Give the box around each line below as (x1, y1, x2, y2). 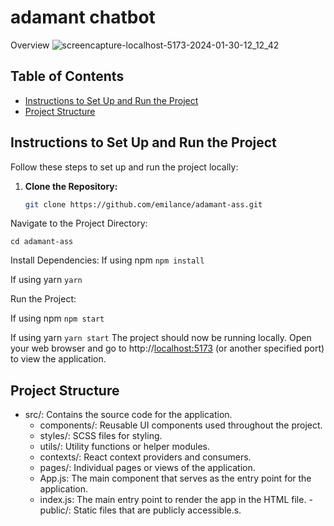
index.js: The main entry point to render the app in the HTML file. (39, 494, 307, 506)
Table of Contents (10, 68, 125, 85)
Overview (10, 39, 50, 51)
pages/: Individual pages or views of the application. (39, 462, 256, 474)
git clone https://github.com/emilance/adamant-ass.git (24, 199, 263, 210)
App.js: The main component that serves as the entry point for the (39, 472, 312, 485)
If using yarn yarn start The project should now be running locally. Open (10, 332, 312, 344)
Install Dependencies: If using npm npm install (10, 254, 205, 266)
